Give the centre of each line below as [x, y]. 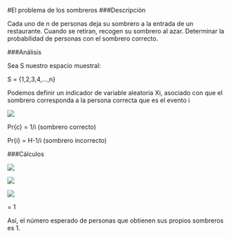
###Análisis [25, 52]
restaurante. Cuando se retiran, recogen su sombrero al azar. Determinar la [116, 31]
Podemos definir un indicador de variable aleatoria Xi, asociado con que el [115, 93]
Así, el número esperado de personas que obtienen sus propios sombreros [115, 220]
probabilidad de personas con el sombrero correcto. [83, 38]
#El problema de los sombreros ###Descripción [77, 10]
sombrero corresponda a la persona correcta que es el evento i [99, 100]
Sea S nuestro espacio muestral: [54, 65]
